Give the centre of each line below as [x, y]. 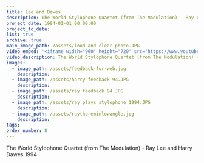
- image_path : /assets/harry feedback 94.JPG [70, 80]
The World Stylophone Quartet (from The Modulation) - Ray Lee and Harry [99, 148]
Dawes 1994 [22, 154]
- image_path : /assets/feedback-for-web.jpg [69, 68]
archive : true [24, 40]
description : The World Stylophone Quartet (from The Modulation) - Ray [100, 18]
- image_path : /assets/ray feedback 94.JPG [67, 91]
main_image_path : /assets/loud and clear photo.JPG [73, 46]
